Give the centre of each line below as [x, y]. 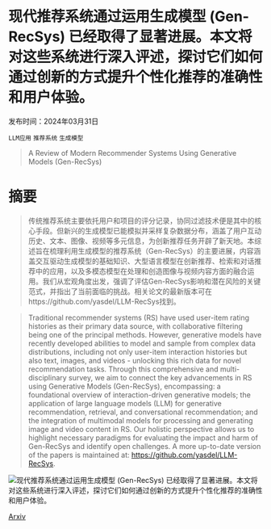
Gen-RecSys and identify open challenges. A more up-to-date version [144, 446]
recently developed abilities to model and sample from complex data [142, 343]
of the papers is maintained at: [79, 455]
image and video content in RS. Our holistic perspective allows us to [141, 429]
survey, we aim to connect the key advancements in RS [160, 377]
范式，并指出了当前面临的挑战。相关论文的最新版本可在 [120, 291]
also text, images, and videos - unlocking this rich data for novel [135, 360]
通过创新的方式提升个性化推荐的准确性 [136, 77]
